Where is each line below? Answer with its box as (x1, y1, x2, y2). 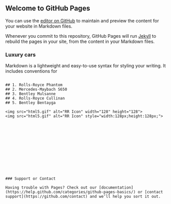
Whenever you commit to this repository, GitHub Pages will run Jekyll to (5, 33, 157, 39)
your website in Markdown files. (5, 23, 72, 29)
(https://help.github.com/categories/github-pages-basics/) (5, 190, 136, 195)
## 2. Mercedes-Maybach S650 (5, 87, 67, 92)
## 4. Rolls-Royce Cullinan (5, 96, 65, 101)
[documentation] (99, 185, 134, 190)
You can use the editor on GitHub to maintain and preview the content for (5, 17, 159, 23)
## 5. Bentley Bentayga (5, 100, 56, 106)
